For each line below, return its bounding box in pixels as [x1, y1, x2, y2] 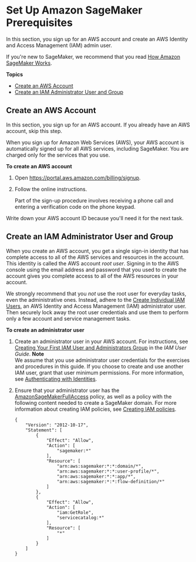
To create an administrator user [6, 326, 85, 333]
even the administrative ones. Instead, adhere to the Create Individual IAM [6, 296, 185, 303]
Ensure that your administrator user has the [14, 387, 120, 394]
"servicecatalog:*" [56, 514, 104, 521]
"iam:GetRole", [56, 510, 94, 516]
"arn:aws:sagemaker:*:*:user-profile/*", [56, 468, 160, 474]
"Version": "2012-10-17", [25, 422, 89, 428]
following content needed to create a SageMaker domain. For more [14, 399, 177, 406]
